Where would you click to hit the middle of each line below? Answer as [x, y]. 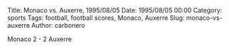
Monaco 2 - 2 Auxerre [40, 39]
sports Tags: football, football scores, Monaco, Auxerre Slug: [96, 18]
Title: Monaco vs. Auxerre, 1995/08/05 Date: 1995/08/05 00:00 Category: [115, 10]
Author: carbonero [58, 25]
